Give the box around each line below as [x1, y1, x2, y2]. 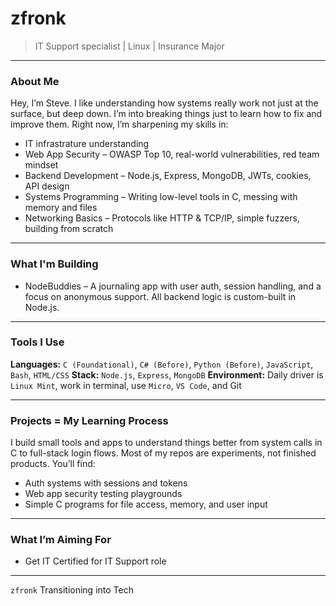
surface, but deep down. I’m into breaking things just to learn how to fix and [10, 108, 323, 120]
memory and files [24, 202, 98, 214]
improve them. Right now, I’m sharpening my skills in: [10, 118, 229, 131]
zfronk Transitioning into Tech [10, 584, 134, 596]
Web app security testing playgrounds [24, 488, 183, 500]
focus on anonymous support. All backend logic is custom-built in [24, 290, 297, 302]
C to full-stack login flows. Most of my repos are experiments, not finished [10, 447, 317, 459]
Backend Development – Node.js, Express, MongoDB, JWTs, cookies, [24, 170, 312, 182]
